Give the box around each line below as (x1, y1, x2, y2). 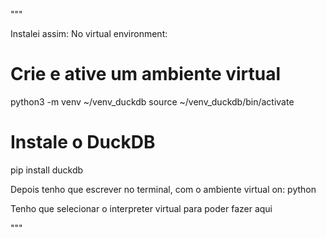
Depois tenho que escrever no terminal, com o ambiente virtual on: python (10, 183, 317, 195)
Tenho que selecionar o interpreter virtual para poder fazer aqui (10, 202, 273, 214)
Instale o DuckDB (10, 131, 156, 154)
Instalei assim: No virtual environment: (10, 28, 168, 39)
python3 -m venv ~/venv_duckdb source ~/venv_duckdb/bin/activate (10, 95, 295, 108)
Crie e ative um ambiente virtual (10, 63, 282, 86)
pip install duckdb (10, 164, 84, 176)
